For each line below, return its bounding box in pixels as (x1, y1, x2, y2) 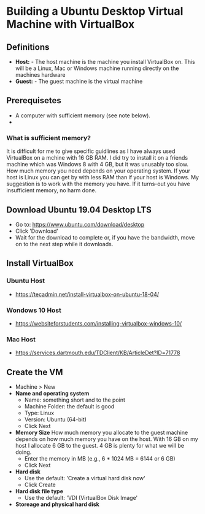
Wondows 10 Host (6, 306, 61, 314)
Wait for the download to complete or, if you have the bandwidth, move (15, 233, 195, 241)
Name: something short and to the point (24, 396, 126, 403)
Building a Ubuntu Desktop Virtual (6, 4, 184, 18)
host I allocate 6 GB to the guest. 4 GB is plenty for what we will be (15, 442, 184, 450)
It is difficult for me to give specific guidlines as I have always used (6, 147, 176, 155)
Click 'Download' (15, 227, 59, 235)
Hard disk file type (15, 488, 63, 495)
